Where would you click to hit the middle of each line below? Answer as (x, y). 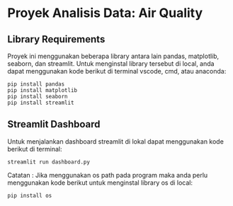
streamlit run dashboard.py (49, 162)
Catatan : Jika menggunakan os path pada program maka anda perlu (108, 175)
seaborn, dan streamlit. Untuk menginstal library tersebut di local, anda (111, 64)
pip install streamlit (41, 103)
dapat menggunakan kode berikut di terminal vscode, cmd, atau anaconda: (117, 71)
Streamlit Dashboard (54, 124)
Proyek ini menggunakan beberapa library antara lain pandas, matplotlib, (113, 56)
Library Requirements (56, 39)
